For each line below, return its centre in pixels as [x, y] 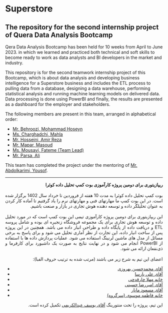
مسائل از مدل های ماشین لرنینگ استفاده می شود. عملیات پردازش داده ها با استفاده [84, 238]
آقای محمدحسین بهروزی [140, 269]
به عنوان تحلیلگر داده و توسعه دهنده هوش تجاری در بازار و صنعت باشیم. [96, 206]
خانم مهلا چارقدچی [145, 279]
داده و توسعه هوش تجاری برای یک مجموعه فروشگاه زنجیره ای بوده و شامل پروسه [84, 222]
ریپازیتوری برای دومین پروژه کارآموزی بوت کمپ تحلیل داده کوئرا [104, 185]
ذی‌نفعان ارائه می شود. [141, 248]
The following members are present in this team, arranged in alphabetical [80, 114]
